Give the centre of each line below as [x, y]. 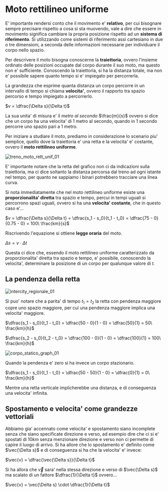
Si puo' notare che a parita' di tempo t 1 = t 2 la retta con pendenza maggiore [83, 302]
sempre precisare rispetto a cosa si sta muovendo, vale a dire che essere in [83, 28]
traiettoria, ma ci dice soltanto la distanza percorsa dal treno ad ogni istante [83, 172]
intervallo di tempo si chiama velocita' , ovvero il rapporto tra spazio [75, 91]
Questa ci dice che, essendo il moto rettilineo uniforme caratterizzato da [80, 252]
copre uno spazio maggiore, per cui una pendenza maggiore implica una [80, 308]
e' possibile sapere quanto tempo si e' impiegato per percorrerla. [72, 76]
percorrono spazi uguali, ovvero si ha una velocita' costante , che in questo [83, 203]
